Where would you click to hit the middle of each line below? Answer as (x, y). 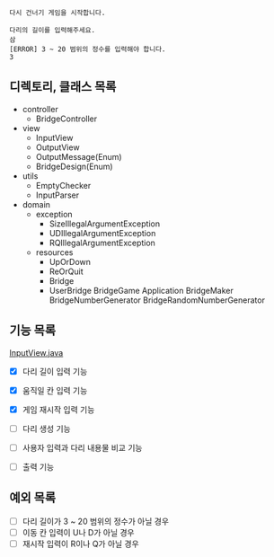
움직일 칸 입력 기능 (55, 390)
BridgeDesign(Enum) (75, 166)
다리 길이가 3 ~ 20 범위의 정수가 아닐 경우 (95, 521)
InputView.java (36, 352)
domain (36, 204)
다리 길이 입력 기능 (55, 371)
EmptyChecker (63, 185)
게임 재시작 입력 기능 (58, 409)
